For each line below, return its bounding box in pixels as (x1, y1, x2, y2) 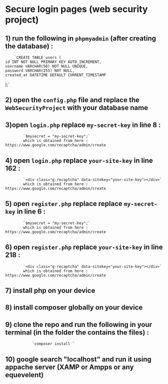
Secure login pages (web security (5, 3, 148, 15)
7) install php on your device (5, 286, 95, 295)
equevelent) (5, 370, 44, 379)
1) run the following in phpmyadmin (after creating (5, 34, 156, 42)
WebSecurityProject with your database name (5, 103, 148, 112)
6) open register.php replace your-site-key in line (5, 243, 163, 251)
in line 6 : (16, 207, 46, 216)
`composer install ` (31, 341, 75, 346)
